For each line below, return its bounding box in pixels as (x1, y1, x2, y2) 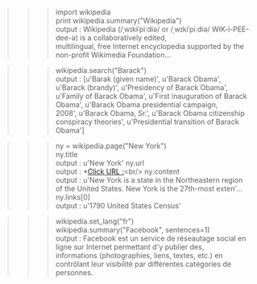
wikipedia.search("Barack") (55, 66, 147, 76)
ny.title (55, 150, 78, 159)
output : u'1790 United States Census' (55, 201, 181, 211)
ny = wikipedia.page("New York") (55, 141, 167, 151)
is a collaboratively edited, (79, 33, 167, 43)
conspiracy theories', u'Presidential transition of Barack (55, 117, 239, 127)
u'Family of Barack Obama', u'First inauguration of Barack (55, 92, 247, 101)
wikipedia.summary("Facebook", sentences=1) (55, 225, 210, 235)
